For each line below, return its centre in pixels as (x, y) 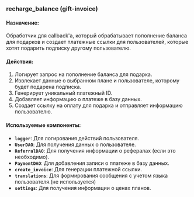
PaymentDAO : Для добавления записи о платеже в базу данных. (92, 163)
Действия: (20, 61)
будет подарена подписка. (48, 87)
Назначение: (22, 23)
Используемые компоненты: (44, 125)
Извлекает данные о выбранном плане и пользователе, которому (97, 81)
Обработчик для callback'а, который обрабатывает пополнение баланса (96, 36)
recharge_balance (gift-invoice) (52, 9)
